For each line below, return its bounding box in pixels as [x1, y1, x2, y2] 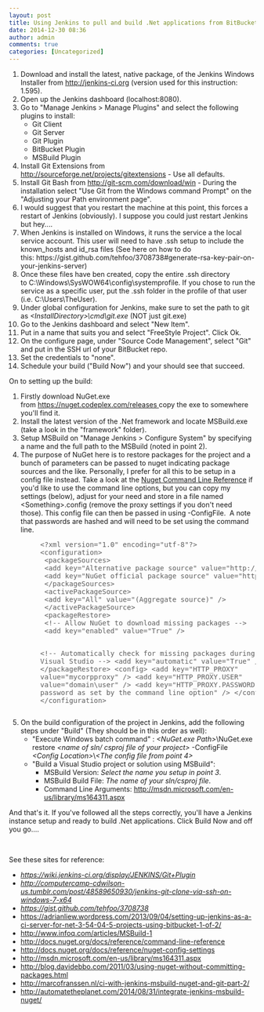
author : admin [9, 33, 56, 42]
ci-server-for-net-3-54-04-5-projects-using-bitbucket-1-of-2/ [20, 920, 222, 930]
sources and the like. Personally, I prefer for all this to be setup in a [20, 467, 236, 475]
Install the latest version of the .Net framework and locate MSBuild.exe [20, 417, 248, 426]
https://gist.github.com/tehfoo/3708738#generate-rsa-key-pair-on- [35, 253, 255, 262]
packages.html [20, 970, 69, 979]
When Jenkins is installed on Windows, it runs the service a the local [20, 228, 242, 237]
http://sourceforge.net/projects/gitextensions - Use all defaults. [20, 169, 226, 179]
